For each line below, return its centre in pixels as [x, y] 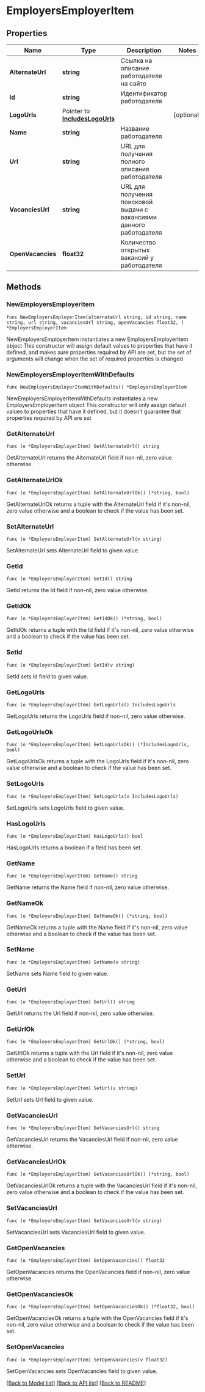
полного [133, 161]
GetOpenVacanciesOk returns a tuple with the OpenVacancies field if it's [97, 1318]
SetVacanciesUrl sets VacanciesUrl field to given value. [76, 1232]
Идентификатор [144, 93]
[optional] [187, 115]
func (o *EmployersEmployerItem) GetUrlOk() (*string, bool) [86, 1042]
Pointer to [76, 111]
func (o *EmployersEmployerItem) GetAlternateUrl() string [83, 447]
